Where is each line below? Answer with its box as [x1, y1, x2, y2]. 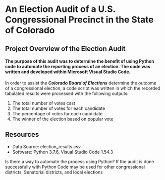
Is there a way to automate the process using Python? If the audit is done [5, 158, 155, 165]
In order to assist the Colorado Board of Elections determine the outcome [5, 80, 157, 86]
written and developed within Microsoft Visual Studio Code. [5, 69, 131, 75]
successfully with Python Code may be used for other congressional [5, 164, 145, 170]
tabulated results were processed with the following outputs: [5, 90, 129, 96]
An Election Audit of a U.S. [5, 3, 115, 15]
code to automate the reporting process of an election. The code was [5, 64, 150, 70]
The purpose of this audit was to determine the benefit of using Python [5, 58, 155, 64]
